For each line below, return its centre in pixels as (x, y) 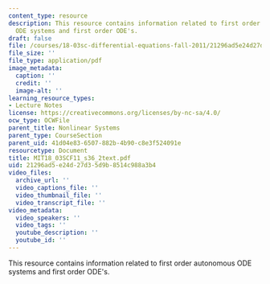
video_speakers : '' (48, 218)
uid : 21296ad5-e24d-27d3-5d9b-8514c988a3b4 (82, 166)
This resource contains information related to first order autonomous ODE (130, 263)
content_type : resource (48, 16)
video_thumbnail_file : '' (59, 195)
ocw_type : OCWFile (39, 121)
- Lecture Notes (35, 105)
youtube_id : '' (41, 241)
